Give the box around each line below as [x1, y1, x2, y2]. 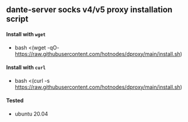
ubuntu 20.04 [14, 110, 49, 117]
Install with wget [6, 30, 46, 37]
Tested [6, 97, 24, 104]
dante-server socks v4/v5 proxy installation [6, 5, 173, 15]
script [6, 14, 28, 24]
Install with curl [6, 64, 46, 71]
